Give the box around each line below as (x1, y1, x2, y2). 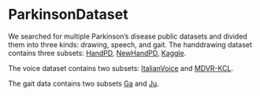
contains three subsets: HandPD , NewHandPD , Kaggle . (8, 48, 187, 57)
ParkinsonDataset (8, 6, 128, 24)
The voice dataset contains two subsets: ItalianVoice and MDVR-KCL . (8, 63, 234, 72)
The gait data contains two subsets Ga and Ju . (8, 79, 159, 88)
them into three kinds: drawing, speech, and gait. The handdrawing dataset (8, 39, 252, 49)
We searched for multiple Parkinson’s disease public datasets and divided (8, 31, 248, 41)
